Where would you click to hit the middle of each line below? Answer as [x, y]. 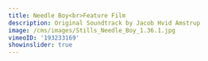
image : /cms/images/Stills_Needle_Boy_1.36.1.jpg [92, 30]
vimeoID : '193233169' [44, 38]
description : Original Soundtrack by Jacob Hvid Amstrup [104, 23]
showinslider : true [40, 45]
